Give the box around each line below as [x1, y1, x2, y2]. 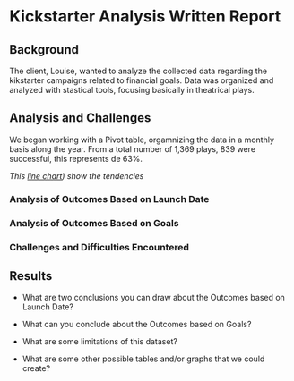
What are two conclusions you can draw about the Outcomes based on [22, 292, 285, 303]
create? [22, 363, 51, 374]
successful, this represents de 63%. [9, 153, 143, 164]
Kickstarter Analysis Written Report [9, 6, 281, 27]
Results [9, 268, 53, 284]
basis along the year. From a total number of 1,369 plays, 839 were [9, 143, 256, 154]
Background [9, 42, 79, 57]
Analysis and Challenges [9, 110, 151, 126]
